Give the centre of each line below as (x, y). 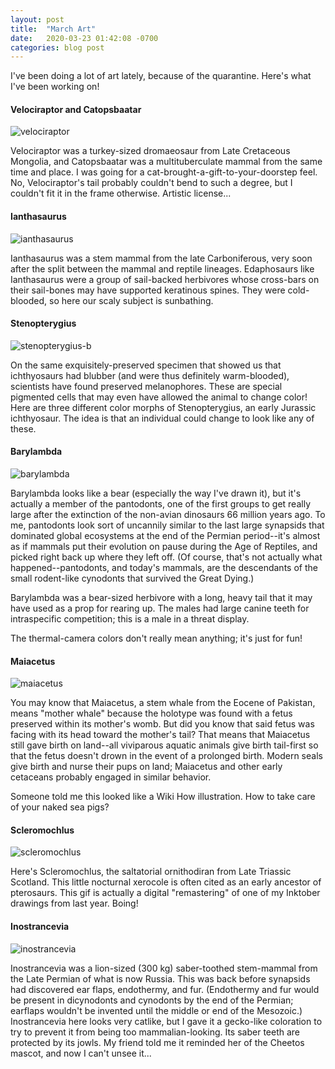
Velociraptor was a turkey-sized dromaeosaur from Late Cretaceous (150, 151)
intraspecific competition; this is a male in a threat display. (130, 619)
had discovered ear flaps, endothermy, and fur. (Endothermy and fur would (165, 989)
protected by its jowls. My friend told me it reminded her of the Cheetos (157, 1042)
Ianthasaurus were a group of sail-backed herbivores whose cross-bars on (165, 279)
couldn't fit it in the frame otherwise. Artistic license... (121, 193)
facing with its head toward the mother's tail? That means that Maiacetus (160, 735)
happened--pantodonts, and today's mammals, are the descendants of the (164, 568)
